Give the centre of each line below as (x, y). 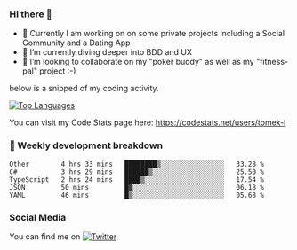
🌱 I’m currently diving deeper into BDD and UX (107, 52)
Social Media (38, 217)
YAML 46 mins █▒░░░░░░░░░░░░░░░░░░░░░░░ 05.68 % (137, 195)
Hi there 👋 (31, 14)
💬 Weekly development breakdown (86, 145)
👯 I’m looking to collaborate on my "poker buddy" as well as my (138, 62)
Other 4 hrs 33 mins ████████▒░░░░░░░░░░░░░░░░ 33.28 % (137, 164)
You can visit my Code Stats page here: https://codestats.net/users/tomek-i (148, 122)
